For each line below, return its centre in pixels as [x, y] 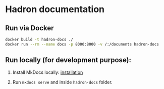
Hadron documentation [55, 9]
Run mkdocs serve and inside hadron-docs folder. [62, 82]
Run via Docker [30, 28]
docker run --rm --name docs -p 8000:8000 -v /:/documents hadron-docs [82, 44]
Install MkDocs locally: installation [48, 72]
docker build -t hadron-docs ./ [39, 39]
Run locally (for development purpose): [68, 60]
